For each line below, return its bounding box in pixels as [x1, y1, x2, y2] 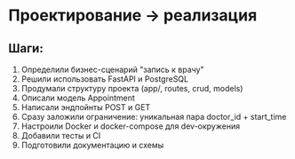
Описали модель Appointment [20, 92, 135, 103]
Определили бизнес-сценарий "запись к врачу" [20, 64, 205, 75]
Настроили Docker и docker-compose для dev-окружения [20, 121, 241, 131]
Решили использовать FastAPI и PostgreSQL [20, 74, 188, 84]
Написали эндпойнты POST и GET [20, 102, 151, 112]
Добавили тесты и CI [20, 131, 101, 140]
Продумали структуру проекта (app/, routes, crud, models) [20, 83, 243, 93]
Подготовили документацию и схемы [20, 139, 164, 150]
